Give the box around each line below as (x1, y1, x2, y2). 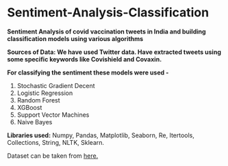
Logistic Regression (16, 89, 73, 97)
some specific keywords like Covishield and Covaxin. (7, 55, 162, 63)
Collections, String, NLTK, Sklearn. (7, 138, 105, 146)
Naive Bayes (16, 117, 53, 126)
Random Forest (16, 96, 60, 104)
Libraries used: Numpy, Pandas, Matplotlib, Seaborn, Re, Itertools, (7, 131, 195, 139)
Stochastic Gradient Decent (16, 81, 95, 89)
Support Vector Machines (16, 111, 90, 119)
